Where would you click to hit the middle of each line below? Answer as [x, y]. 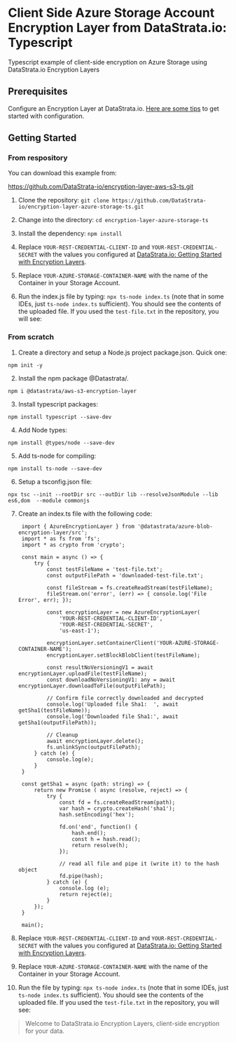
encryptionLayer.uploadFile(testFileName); [83, 673]
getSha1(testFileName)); [54, 710]
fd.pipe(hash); [81, 876]
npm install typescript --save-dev [60, 417]
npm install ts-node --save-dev [55, 468]
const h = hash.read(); [106, 839]
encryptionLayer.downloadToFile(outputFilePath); [92, 686]
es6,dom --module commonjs [49, 500]
